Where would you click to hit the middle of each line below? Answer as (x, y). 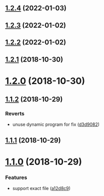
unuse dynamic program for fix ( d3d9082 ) (56, 124)
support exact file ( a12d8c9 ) (41, 188)
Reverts (15, 114)
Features (16, 177)
